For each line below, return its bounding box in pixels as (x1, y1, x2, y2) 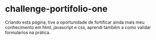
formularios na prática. (5, 29, 51, 35)
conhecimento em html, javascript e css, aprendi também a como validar (5, 24, 151, 30)
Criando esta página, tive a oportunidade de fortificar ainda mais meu (5, 19, 145, 25)
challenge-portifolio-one (5, 3, 108, 14)
